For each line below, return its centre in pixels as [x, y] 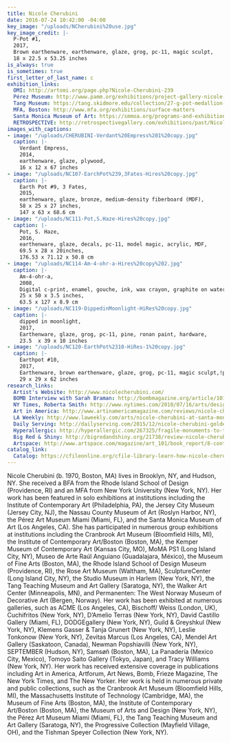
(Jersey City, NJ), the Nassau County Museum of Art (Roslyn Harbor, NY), [112, 512]
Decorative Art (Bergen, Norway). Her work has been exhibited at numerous [114, 600]
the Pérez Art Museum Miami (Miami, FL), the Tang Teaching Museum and [112, 717]
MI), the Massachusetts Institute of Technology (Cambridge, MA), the [106, 695]
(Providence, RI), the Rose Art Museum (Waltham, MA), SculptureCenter [109, 571]
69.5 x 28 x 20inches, [52, 251]
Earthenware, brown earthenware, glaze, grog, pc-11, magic [107, 373]
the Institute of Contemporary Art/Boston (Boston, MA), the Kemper [102, 542]
